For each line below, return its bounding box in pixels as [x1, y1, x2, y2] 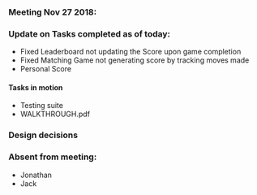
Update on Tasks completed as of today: [8, 28, 171, 39]
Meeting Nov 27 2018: [8, 6, 97, 18]
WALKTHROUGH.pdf [19, 109, 91, 119]
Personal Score [19, 64, 71, 74]
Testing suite [19, 101, 63, 110]
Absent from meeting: [8, 151, 97, 162]
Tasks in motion [8, 82, 63, 92]
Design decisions [8, 129, 79, 141]
